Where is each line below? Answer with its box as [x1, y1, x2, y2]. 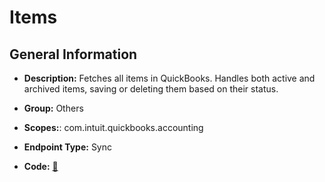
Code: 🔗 [23, 161, 59, 172]
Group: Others [23, 102, 84, 114]
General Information [9, 46, 138, 63]
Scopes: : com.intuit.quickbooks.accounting [23, 122, 204, 133]
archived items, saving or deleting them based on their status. [23, 83, 279, 95]
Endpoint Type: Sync [23, 141, 113, 153]
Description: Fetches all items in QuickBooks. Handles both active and [23, 72, 316, 84]
